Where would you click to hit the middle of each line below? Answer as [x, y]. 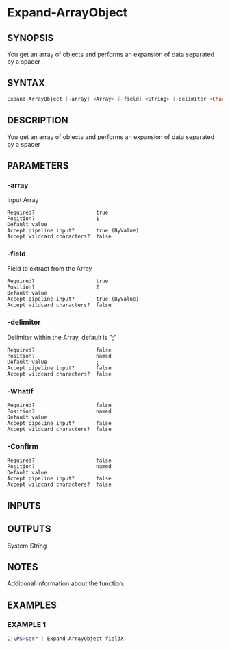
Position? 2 [53, 287]
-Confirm [23, 446]
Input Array [23, 200]
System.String [27, 546]
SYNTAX [26, 83]
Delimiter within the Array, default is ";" [62, 337]
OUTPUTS [29, 529]
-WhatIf [21, 391]
